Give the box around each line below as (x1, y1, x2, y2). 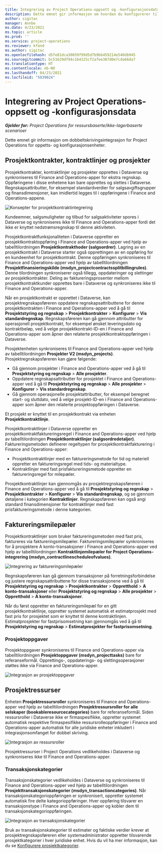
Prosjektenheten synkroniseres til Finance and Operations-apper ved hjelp (5, 345, 154, 351)
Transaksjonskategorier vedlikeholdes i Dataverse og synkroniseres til (5, 777, 145, 783)
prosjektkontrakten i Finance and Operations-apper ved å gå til (5, 305, 130, 311)
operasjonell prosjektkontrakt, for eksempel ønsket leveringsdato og (5, 321, 142, 327)
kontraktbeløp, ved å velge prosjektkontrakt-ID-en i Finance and (5, 326, 133, 331)
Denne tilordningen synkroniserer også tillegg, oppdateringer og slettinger (5, 270, 153, 275)
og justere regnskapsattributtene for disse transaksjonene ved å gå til (5, 578, 144, 584)
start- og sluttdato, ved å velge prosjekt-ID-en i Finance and (12, 396, 132, 402)
